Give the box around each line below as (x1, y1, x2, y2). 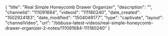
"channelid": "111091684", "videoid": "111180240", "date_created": (5, 9, 141, 15)
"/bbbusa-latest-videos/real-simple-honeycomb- (52, 20, 153, 26)
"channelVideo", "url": (5, 20, 51, 26)
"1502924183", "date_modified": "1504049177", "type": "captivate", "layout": (5, 15, 163, 20)
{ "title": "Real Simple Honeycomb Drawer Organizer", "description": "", (5, 4, 152, 10)
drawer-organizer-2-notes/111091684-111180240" (5, 25, 107, 31)
